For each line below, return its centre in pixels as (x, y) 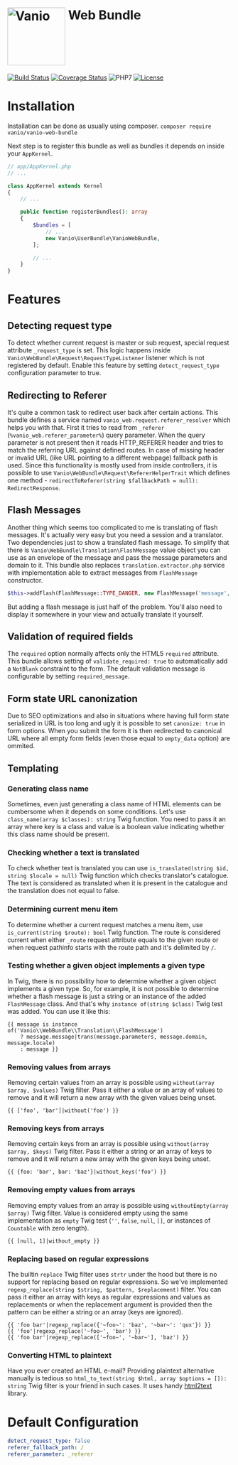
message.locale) (31, 1043)
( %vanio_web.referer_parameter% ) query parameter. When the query (106, 435)
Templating (33, 768)
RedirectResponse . (34, 487)
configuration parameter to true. (54, 373)
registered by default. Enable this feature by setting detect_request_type (114, 365)
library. (18, 1393)
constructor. (25, 580)
